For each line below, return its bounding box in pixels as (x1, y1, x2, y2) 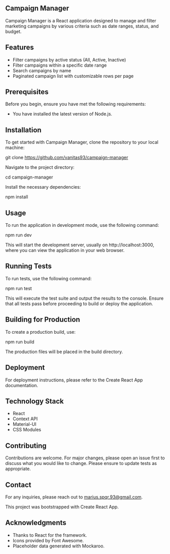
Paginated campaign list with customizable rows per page (12, 73, 134, 79)
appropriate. (5, 465, 31, 472)
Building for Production (5, 315, 80, 324)
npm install (5, 194, 28, 200)
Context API (12, 416, 38, 422)
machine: (5, 144, 25, 151)
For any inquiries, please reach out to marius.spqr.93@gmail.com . (5, 493, 143, 500)
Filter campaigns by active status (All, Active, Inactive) (12, 56, 126, 63)
